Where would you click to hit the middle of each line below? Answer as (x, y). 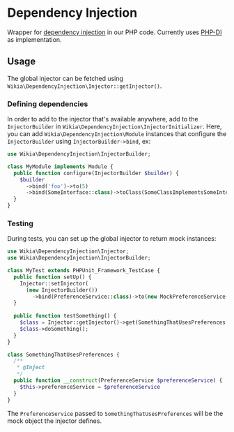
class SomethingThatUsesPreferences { (63, 355)
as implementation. (34, 39)
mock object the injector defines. (55, 421)
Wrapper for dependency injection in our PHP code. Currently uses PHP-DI (115, 32)
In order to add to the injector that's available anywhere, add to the (103, 119)
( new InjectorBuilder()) (62, 290)
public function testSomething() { (65, 316)
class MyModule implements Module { (60, 166)
